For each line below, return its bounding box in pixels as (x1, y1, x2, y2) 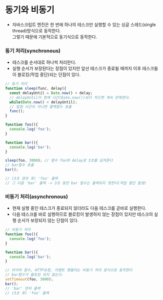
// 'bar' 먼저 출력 (5, 286, 41, 291)
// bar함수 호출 (5, 163, 34, 168)
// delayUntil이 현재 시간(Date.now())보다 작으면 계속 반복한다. (9, 95, 131, 100)
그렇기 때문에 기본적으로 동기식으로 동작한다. (12, 34, 98, 40)
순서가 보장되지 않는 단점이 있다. (17, 218, 79, 224)
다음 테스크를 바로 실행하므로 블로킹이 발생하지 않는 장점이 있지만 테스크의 (12, 211, 153, 217)
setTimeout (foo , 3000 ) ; (5, 277, 54, 282)
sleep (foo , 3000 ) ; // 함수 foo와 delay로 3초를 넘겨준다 (5, 158, 113, 163)
